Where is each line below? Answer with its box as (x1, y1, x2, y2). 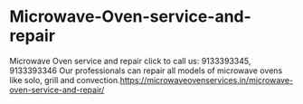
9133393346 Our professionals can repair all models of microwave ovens (9, 65, 283, 76)
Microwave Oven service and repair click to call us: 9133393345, (9, 55, 251, 66)
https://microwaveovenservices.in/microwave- (119, 74, 294, 85)
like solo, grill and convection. (9, 74, 120, 85)
